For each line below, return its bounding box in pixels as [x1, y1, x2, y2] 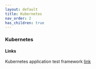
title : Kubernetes [5, 11, 42, 16]
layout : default [5, 7, 38, 12]
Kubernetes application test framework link [5, 58, 91, 65]
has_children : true [5, 20, 45, 25]
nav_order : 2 [5, 16, 32, 21]
